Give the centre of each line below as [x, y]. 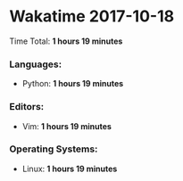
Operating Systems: [54, 149]
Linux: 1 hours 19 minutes [70, 169]
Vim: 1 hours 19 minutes [67, 126]
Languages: [36, 64]
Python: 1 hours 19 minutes [73, 84]
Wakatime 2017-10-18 [92, 16]
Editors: [27, 107]
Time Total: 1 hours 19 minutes [66, 41]
